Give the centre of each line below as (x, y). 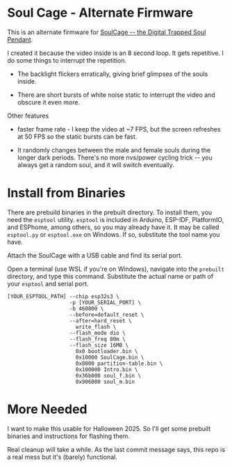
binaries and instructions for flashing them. (69, 436)
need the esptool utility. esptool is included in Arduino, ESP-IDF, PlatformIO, (116, 219)
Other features (28, 116)
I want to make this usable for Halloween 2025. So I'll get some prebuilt (109, 428)
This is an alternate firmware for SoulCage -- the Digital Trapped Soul (107, 32)
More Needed (47, 409)
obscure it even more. (49, 102)
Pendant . (20, 39)
